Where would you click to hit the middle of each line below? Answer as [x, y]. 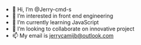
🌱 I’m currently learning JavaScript [55, 22]
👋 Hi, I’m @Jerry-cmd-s [42, 9]
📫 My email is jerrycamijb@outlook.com [63, 36]
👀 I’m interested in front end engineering [63, 16]
